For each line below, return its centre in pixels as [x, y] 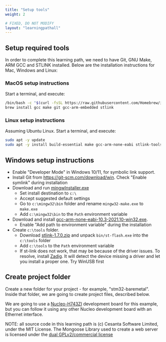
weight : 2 [15, 14]
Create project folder [38, 277]
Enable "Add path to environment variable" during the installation [85, 224]
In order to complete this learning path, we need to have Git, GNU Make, [79, 60]
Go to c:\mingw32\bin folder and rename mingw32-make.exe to [82, 203]
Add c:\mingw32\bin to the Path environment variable [73, 214]
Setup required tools [37, 48]
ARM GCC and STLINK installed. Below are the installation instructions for [80, 65]
